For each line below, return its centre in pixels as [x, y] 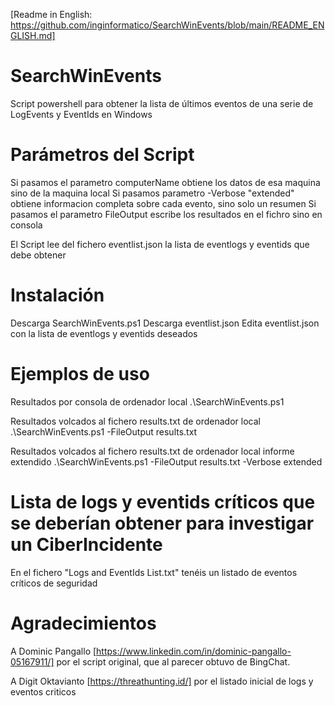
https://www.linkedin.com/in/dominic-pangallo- [194, 651]
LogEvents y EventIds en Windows [81, 114]
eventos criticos [43, 691]
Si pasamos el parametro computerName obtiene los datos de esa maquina [165, 182]
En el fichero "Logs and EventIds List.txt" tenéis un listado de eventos [154, 572]
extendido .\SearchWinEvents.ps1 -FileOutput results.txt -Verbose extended [166, 461]
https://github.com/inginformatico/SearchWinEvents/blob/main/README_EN [167, 25]
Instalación [57, 295]
